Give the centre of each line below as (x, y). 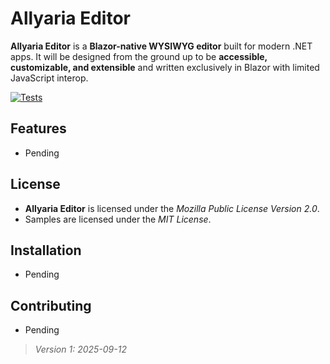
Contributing (51, 305)
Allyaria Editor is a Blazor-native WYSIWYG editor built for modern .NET (161, 46)
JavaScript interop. (49, 78)
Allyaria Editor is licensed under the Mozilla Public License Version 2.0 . (172, 208)
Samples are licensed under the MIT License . (118, 219)
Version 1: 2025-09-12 (80, 349)
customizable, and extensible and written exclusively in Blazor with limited (165, 67)
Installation (46, 250)
